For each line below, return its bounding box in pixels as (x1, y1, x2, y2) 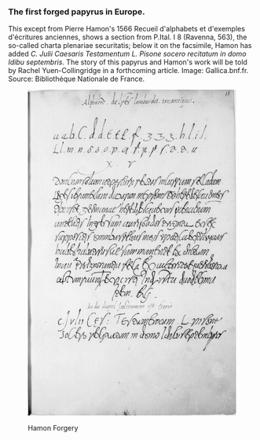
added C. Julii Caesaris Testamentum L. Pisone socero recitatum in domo (8, 49, 247, 59)
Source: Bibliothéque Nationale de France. (8, 74, 145, 84)
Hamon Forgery (27, 423, 79, 433)
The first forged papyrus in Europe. (8, 6, 145, 17)
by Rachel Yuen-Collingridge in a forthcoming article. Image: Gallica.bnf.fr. (8, 66, 249, 75)
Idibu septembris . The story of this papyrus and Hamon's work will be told (8, 57, 247, 67)
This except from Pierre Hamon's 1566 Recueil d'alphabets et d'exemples (8, 24, 246, 34)
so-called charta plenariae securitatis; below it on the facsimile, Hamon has (8, 41, 252, 50)
